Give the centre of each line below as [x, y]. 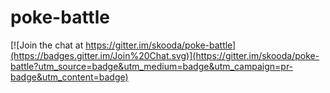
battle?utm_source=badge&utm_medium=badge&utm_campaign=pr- [152, 66]
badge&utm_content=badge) [69, 77]
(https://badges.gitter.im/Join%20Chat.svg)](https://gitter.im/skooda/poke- [165, 55]
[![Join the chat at [47, 45]
